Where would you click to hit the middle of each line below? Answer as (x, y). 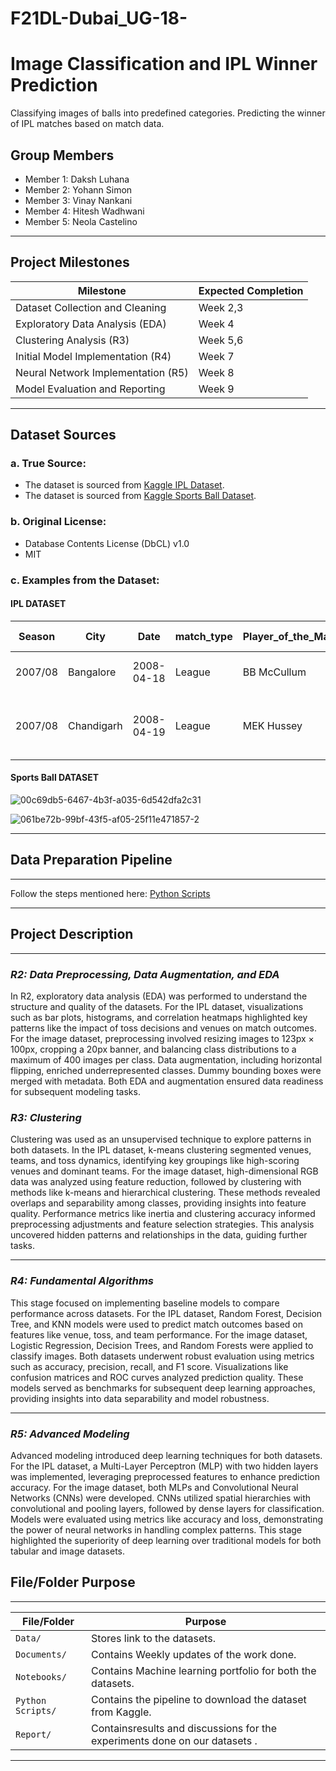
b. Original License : (58, 522)
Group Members (62, 155)
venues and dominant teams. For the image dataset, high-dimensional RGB (164, 1171)
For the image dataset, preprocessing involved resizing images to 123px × (162, 1038)
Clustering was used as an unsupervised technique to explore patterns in (161, 1139)
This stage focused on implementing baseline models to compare (145, 1303)
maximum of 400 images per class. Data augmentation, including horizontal (166, 1059)
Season (37, 636)
